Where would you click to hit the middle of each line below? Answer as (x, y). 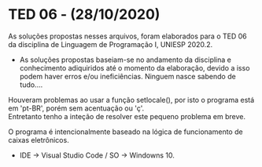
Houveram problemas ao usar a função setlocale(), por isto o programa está (131, 100)
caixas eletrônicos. (39, 140)
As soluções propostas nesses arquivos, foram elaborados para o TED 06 (127, 36)
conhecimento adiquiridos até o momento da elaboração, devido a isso (135, 67)
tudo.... (31, 85)
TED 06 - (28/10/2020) (84, 15)
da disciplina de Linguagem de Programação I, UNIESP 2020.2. (111, 44)
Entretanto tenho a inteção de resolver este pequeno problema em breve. (127, 116)
